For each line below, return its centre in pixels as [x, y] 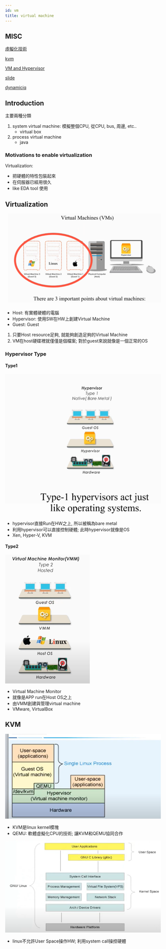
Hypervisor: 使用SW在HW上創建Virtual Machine [61, 319]
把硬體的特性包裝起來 [34, 176]
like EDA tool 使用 [30, 189]
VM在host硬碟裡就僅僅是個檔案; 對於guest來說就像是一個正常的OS [80, 341]
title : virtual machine [30, 16]
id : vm [12, 10]
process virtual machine [37, 137]
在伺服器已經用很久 [32, 182]
